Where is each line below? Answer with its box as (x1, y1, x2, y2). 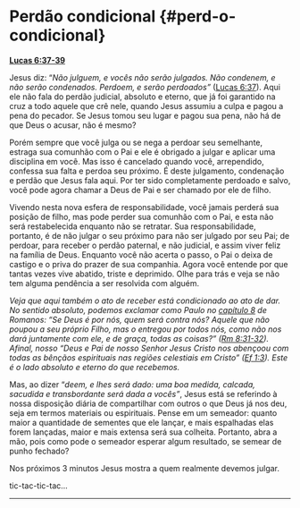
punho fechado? (9, 445, 70, 456)
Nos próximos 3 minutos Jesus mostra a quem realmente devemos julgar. (9, 462, 279, 473)
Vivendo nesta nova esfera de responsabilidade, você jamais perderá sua (9, 201, 279, 212)
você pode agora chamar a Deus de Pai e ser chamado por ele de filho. (9, 184, 271, 195)
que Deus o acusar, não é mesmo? (9, 119, 137, 131)
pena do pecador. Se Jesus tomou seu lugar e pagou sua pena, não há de (9, 110, 281, 121)
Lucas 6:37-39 (9, 55, 65, 65)
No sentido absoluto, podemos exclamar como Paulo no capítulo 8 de (9, 304, 268, 315)
